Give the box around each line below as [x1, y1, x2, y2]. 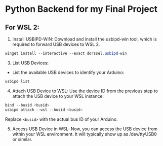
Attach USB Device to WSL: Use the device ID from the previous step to [12, 88, 158, 94]
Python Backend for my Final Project [5, 3, 158, 15]
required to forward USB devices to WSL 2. [12, 41, 100, 47]
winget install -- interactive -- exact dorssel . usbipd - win [5, 51, 127, 56]
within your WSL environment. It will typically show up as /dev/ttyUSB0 [12, 131, 157, 137]
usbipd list [5, 79, 30, 84]
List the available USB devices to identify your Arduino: [12, 69, 124, 75]
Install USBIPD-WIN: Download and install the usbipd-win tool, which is [12, 36, 157, 42]
